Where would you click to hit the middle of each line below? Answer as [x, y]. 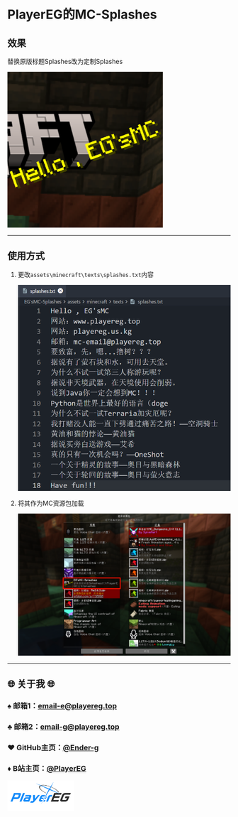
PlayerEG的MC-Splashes [82, 15]
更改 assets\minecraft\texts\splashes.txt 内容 [86, 274]
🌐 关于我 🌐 [31, 684]
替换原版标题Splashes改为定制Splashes [65, 61]
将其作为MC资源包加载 [51, 503]
